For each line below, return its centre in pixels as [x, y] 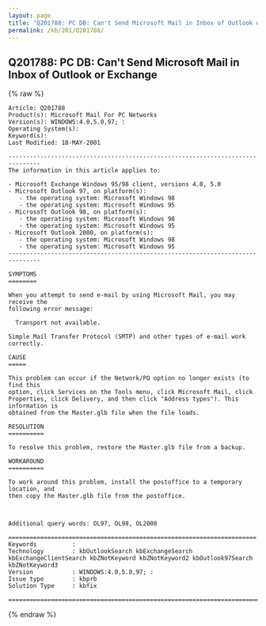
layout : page [30, 15]
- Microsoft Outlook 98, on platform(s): [78, 212]
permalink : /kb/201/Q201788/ [56, 30]
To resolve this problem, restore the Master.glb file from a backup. [127, 448]
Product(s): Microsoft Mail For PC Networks [83, 116]
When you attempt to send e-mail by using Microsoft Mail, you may [122, 295]
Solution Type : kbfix [53, 586]
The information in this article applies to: [84, 171]
